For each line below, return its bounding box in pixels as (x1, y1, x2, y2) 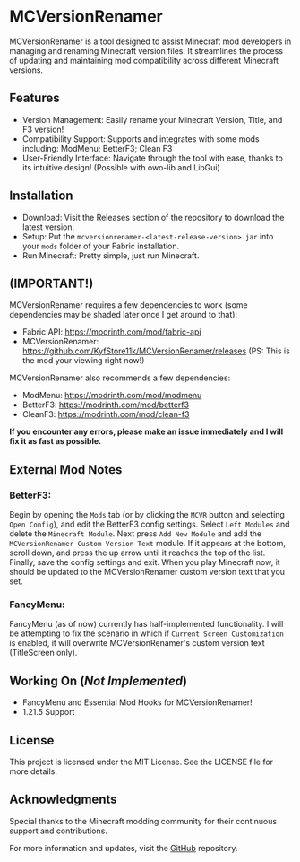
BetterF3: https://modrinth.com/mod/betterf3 (21, 399, 190, 410)
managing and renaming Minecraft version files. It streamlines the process (9, 45, 284, 56)
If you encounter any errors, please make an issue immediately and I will (9, 426, 284, 437)
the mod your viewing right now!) (21, 355, 145, 366)
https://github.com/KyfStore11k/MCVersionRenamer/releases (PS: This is (21, 345, 291, 356)
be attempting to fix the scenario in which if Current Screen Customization (9, 628, 284, 639)
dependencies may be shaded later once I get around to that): (9, 309, 238, 320)
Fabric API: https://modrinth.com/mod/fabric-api (21, 327, 201, 337)
